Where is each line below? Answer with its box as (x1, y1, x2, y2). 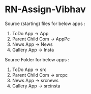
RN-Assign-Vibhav (5, 4, 86, 15)
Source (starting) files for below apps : (5, 20, 86, 27)
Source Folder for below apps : (5, 56, 70, 62)
